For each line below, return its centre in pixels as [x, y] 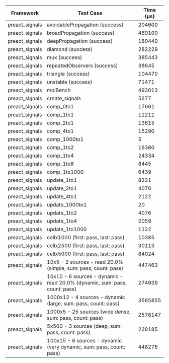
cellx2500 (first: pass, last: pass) [86, 245]
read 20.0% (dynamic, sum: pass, [87, 283]
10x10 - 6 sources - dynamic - [85, 276]
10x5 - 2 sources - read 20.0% [85, 262]
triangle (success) [68, 74]
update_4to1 [62, 197]
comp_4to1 [60, 131]
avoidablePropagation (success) [85, 25]
